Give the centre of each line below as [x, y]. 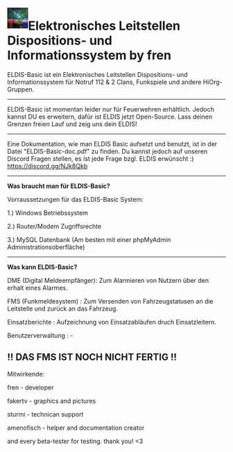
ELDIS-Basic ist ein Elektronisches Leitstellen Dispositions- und [98, 74]
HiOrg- [213, 82]
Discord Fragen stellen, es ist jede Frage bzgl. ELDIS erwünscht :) [101, 158]
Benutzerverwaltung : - [40, 335]
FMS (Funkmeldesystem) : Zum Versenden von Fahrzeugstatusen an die [110, 301]
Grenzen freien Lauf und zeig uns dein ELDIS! [72, 124]
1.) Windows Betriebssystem [48, 213]
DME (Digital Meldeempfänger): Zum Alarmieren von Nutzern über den [108, 280]
